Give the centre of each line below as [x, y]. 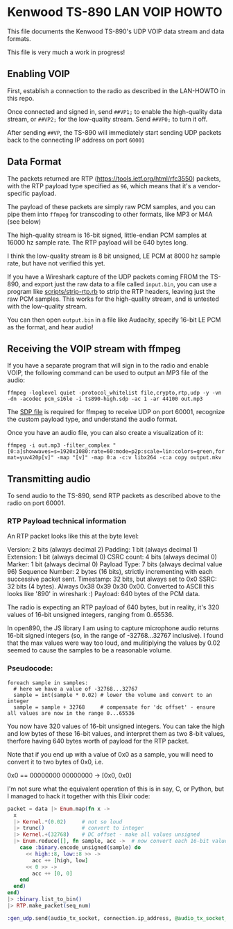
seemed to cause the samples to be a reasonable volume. [89, 650]
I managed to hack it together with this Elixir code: [79, 796]
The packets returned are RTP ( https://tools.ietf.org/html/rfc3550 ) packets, [114, 179]
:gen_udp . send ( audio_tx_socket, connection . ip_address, [89, 918]
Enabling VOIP [39, 74]
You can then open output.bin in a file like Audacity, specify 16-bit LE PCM [114, 320]
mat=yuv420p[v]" [31, 458]
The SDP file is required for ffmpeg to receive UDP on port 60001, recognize [116, 412]
